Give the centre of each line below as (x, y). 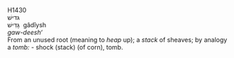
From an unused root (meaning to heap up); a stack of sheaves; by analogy (117, 40)
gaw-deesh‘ (25, 32)
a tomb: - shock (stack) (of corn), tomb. (65, 47)
